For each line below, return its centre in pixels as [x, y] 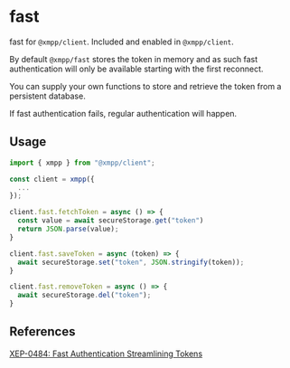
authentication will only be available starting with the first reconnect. [136, 69]
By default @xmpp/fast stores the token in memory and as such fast [134, 59]
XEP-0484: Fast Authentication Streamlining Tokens [106, 354]
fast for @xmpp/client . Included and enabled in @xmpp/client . [122, 42]
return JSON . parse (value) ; [68, 229]
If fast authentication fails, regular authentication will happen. [123, 113]
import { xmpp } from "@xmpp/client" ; [82, 163]
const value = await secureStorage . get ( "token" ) [111, 221]
